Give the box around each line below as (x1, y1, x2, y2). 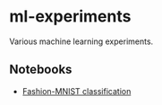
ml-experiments (9, 6, 132, 27)
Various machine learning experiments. (9, 36, 154, 47)
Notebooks (9, 62, 72, 77)
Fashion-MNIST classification (21, 85, 132, 96)
